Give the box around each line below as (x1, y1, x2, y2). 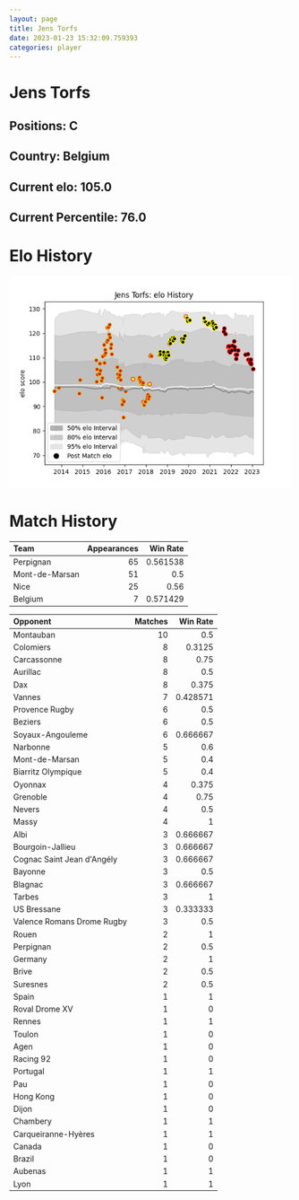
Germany (13, 954, 47, 965)
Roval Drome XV (13, 1003, 73, 1014)
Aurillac (13, 667, 42, 678)
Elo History (9, 246, 93, 267)
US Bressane (13, 904, 61, 915)
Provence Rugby (13, 705, 74, 715)
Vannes (13, 691, 41, 702)
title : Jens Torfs (9, 23, 78, 33)
